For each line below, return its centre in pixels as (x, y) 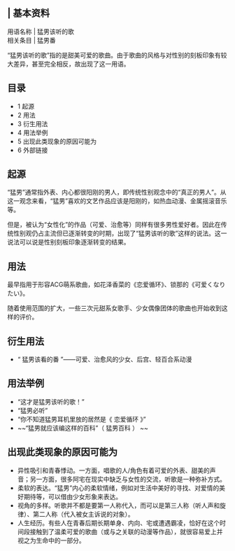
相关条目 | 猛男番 (31, 40)
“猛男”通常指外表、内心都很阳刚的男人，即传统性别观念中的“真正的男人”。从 (117, 193)
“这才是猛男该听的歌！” (51, 401)
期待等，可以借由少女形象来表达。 (73, 496)
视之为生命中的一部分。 (51, 540)
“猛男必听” (33, 410)
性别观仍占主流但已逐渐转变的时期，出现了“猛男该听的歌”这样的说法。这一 (120, 233)
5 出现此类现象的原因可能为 (57, 141)
